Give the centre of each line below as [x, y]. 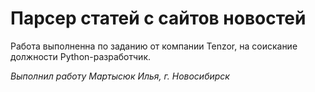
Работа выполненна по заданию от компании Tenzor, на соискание [154, 46]
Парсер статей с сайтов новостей [158, 18]
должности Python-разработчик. [81, 56]
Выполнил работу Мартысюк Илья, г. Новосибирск [120, 76]
